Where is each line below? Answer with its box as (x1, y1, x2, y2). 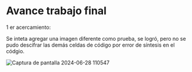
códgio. (6, 47, 25, 54)
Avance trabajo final (6, 4, 107, 18)
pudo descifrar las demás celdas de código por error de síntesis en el (6, 41, 175, 48)
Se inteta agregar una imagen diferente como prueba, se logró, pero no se (6, 35, 187, 42)
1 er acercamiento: (6, 24, 51, 31)
